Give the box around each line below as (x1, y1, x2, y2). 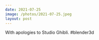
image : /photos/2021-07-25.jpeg (5, 12, 72, 17)
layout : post (5, 16, 32, 21)
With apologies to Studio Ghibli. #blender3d (5, 30, 94, 36)
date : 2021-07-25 (5, 7, 41, 12)
